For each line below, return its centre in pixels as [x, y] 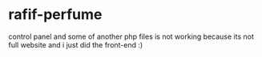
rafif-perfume [55, 15]
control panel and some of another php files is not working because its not [131, 36]
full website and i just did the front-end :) [76, 44]
